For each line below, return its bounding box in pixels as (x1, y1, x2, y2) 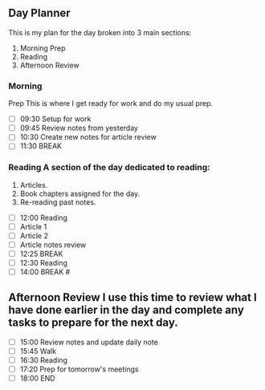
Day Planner (8, 6, 71, 20)
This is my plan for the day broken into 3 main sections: (8, 27, 192, 37)
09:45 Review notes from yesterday (19, 124, 139, 133)
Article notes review (19, 240, 87, 250)
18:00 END (19, 373, 55, 384)
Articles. (19, 180, 48, 189)
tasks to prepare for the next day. (8, 316, 178, 330)
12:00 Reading (19, 213, 68, 222)
